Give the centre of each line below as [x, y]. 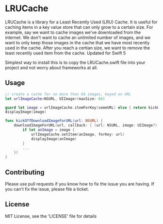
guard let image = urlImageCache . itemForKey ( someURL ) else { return [76, 108]
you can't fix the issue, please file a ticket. [47, 189]
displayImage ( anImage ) [54, 139]
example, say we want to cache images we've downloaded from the [73, 32]
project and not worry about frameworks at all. [51, 67]
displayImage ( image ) [26, 112]
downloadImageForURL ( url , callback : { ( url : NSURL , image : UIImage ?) [86, 125]
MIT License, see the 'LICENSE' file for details [51, 216]
